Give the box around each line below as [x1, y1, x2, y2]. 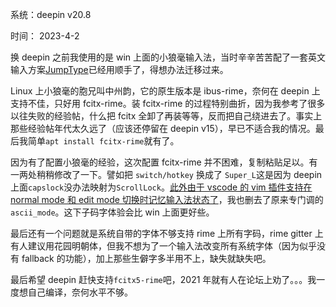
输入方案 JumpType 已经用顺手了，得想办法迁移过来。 [10, 64, 229, 75]
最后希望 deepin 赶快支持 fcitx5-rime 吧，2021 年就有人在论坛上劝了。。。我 [10, 274, 317, 285]
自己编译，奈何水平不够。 [27, 286, 133, 298]
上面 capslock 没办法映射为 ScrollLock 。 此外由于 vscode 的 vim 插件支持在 [10, 181, 313, 193]
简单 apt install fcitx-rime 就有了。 [27, 135, 180, 147]
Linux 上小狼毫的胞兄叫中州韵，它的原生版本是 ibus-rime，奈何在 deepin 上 [10, 85, 321, 97]
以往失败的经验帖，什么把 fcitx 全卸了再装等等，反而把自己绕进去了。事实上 [10, 110, 323, 122]
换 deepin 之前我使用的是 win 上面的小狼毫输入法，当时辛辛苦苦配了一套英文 [10, 51, 326, 63]
